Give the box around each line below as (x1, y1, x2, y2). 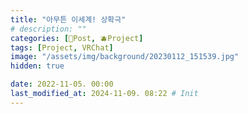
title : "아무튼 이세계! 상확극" (10, 14, 127, 25)
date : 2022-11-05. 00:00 (10, 79, 114, 90)
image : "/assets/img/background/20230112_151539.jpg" (10, 52, 240, 62)
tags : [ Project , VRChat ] (10, 42, 114, 53)
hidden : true (10, 61, 65, 71)
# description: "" (10, 24, 87, 34)
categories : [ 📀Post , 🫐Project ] (10, 33, 144, 43)
